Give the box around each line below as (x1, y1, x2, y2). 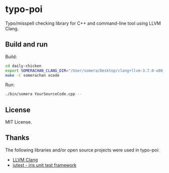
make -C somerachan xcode (5, 73, 59, 78)
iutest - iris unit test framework (12, 162, 77, 168)
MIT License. (5, 119, 32, 125)
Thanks (5, 134, 30, 142)
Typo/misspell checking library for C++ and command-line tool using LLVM (5, 20, 161, 26)
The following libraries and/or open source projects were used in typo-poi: (5, 147, 160, 153)
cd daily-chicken (5, 63, 42, 69)
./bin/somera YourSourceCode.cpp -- (5, 92, 82, 97)
